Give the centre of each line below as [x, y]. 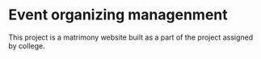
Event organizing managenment [118, 15]
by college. [27, 45]
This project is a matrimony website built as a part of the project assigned [131, 37]
